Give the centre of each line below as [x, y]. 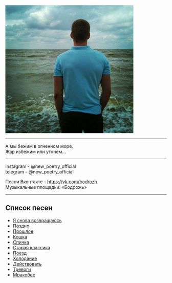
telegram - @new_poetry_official [40, 172]
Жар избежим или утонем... [36, 151]
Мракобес [24, 275]
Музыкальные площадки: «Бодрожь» [46, 187]
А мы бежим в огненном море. [39, 146]
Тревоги [22, 269]
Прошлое [23, 231]
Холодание [25, 258]
